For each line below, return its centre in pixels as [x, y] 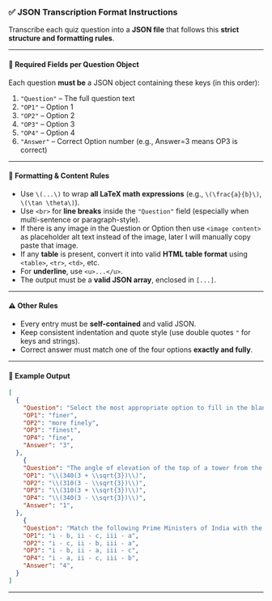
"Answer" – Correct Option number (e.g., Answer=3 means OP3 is [129, 141]
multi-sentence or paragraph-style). [80, 219]
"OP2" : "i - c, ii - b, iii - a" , [81, 543]
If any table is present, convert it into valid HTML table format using [134, 254]
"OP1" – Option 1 [47, 107]
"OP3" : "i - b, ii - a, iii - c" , [81, 551]
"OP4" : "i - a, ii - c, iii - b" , [81, 558]
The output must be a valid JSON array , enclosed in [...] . [118, 279]
